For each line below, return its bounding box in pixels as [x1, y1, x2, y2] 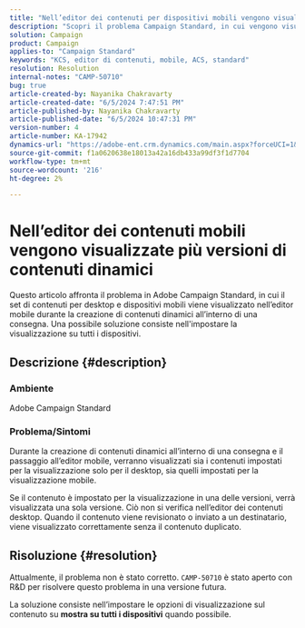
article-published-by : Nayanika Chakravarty [9, 106, 181, 115]
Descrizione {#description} [9, 354, 168, 370]
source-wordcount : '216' [9, 165, 103, 174]
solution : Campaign [9, 30, 84, 39]
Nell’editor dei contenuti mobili [9, 221, 247, 242]
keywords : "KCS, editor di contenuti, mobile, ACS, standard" [9, 55, 250, 65]
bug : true [9, 81, 47, 90]
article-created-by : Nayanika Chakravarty [9, 89, 172, 98]
